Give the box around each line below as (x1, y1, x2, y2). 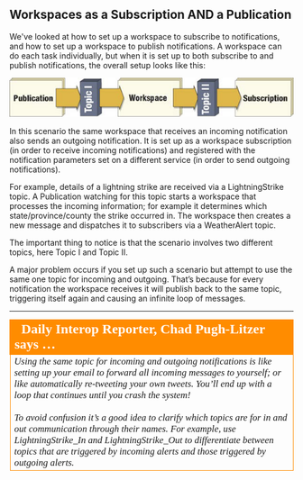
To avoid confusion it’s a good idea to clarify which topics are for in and (14, 412, 288, 423)
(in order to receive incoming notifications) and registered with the (9, 144, 256, 156)
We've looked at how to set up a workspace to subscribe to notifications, (9, 31, 280, 41)
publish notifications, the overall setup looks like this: (9, 59, 206, 70)
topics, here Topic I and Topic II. (9, 247, 129, 258)
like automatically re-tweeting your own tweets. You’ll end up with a (14, 377, 272, 390)
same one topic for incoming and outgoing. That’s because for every (9, 274, 264, 285)
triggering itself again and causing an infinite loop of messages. (9, 293, 246, 303)
